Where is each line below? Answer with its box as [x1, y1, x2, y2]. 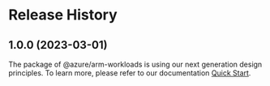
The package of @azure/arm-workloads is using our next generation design [8, 59, 263, 69]
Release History [8, 6, 118, 24]
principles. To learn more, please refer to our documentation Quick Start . [8, 68, 251, 78]
